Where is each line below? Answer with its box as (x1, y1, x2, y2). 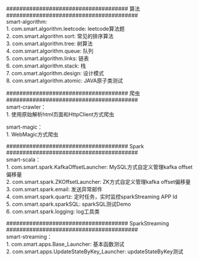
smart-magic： (6, 123, 43, 130)
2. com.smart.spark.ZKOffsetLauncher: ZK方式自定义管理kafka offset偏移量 (6, 179, 191, 185)
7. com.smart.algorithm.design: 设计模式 (6, 70, 104, 77)
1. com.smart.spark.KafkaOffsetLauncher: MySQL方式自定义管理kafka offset (6, 164, 193, 170)
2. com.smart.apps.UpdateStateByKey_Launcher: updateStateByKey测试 (6, 248, 184, 255)
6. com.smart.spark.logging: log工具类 (6, 208, 100, 215)
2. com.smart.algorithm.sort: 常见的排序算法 (6, 33, 114, 40)
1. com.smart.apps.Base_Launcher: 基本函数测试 (6, 241, 125, 247)
